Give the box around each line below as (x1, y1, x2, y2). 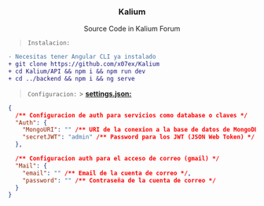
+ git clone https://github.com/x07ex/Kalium (8, 60, 159, 68)
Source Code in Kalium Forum (83, 24, 181, 34)
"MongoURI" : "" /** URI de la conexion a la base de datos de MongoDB (22, 126, 258, 134)
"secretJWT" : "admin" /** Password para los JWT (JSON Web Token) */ (22, 133, 255, 141)
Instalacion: (27, 39, 71, 47)
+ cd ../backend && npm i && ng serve (8, 74, 135, 82)
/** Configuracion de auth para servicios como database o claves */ (15, 111, 248, 119)
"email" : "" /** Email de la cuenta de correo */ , (22, 169, 192, 177)
